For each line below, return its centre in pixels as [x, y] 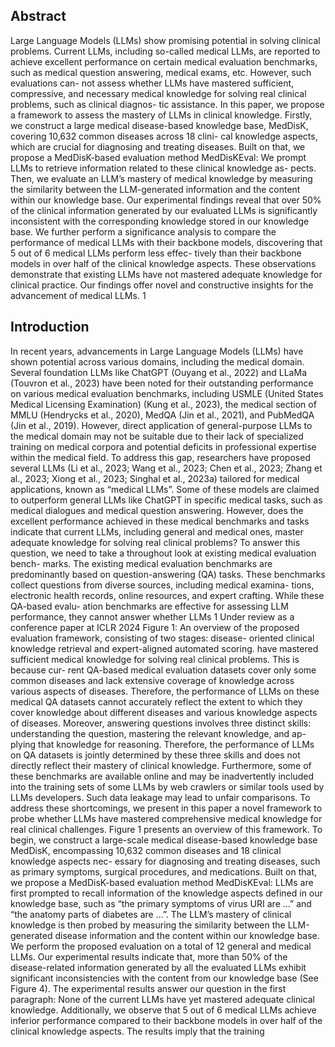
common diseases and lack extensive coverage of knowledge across [152, 680]
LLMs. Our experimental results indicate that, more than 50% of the [149, 956]
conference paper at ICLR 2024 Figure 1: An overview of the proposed [155, 627]
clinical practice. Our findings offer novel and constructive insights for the [162, 285]
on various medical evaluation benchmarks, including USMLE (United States [167, 393]
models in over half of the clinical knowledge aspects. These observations [163, 263]
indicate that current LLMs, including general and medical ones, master [157, 531]
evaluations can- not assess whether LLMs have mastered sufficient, [152, 83]
